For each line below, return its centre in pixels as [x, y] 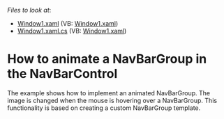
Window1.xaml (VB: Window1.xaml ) [68, 23]
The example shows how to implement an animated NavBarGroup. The [109, 93]
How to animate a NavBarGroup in [107, 59]
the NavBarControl [62, 74]
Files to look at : [29, 10]
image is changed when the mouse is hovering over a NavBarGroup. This [112, 100]
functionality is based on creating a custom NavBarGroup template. [104, 108]
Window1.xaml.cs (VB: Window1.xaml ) [72, 31]
